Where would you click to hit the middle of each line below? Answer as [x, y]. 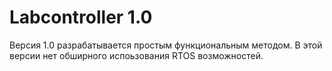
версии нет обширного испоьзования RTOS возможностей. [136, 55]
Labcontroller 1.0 [81, 17]
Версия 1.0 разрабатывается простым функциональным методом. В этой [166, 45]
